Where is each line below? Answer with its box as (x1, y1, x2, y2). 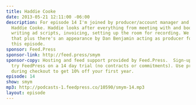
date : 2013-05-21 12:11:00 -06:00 (6, 14, 90, 20)
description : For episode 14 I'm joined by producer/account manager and (6, 19, 190, 25)
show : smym (6, 79, 33, 85)
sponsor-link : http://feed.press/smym (6, 52, 100, 58)
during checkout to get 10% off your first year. (11, 68, 134, 74)
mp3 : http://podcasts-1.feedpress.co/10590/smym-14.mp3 (6, 85, 145, 90)
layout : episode (6, 90, 45, 96)
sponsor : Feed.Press (6, 47, 57, 52)
